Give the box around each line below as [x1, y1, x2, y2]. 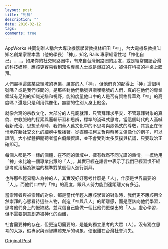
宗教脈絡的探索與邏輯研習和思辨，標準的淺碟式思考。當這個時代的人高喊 [13, 116, 163, 122]
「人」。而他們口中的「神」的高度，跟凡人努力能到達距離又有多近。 [5, 181, 143, 187]
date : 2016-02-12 [5, 21, 41, 27]
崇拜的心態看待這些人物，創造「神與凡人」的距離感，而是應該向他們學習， [9, 198, 163, 204]
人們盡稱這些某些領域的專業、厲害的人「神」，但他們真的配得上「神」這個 [5, 81, 156, 87]
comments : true [5, 31, 37, 36]
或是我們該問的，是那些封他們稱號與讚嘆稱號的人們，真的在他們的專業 [18, 87, 163, 93]
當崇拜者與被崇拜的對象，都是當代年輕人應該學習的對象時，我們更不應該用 [5, 192, 158, 198]
